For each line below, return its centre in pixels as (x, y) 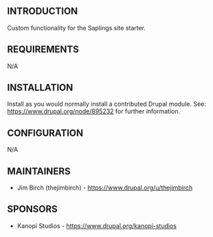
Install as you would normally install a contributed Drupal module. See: (106, 104)
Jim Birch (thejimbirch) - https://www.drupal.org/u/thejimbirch (105, 188)
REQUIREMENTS (43, 50)
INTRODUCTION (43, 11)
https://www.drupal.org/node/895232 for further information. (94, 111)
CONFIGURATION (45, 133)
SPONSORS (33, 209)
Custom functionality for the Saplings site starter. (77, 27)
